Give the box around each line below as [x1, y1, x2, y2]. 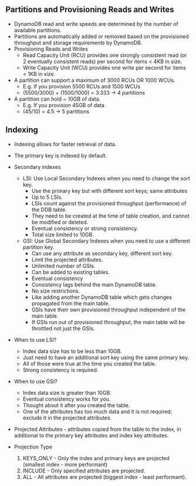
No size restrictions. [31, 287, 80, 294]
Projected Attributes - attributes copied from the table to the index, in [13, 425, 181, 432]
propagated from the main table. [31, 299, 110, 307]
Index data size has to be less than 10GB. [22, 347, 123, 355]
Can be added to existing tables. [31, 268, 110, 275]
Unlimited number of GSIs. [31, 262, 96, 269]
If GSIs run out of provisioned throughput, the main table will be [31, 318, 185, 325]
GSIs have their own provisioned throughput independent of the [31, 306, 186, 313]
